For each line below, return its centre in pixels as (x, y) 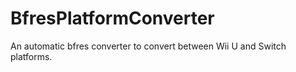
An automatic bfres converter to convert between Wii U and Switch (148, 46)
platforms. (31, 56)
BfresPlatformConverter (112, 18)
